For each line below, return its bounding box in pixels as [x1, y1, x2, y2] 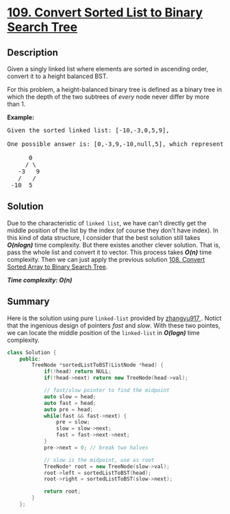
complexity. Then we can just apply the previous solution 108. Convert [7, 255, 205, 263]
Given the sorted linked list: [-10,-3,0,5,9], [7, 127, 170, 134]
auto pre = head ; [43, 406, 94, 413]
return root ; [43, 488, 81, 495]
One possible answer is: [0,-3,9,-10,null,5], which [7, 140, 188, 148]
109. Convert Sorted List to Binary [7, 5, 203, 21]
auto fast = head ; [43, 400, 97, 406]
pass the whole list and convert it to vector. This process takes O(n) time [7, 248, 212, 256]
